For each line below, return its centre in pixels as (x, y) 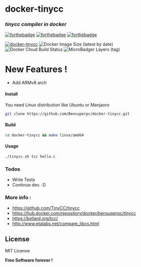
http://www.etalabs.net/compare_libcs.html (55, 224)
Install (11, 94)
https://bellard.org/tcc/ (35, 219)
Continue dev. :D (29, 185)
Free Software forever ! (29, 260)
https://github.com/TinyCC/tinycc (46, 208)
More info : (18, 197)
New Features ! (36, 69)
